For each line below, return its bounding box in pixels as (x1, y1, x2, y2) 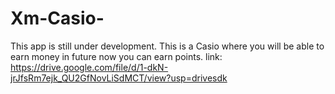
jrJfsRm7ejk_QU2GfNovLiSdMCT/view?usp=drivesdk (10, 72, 228, 84)
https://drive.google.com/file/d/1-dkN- (10, 61, 169, 73)
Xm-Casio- (10, 7, 105, 30)
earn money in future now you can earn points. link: (10, 50, 223, 62)
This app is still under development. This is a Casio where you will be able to (10, 40, 325, 52)
